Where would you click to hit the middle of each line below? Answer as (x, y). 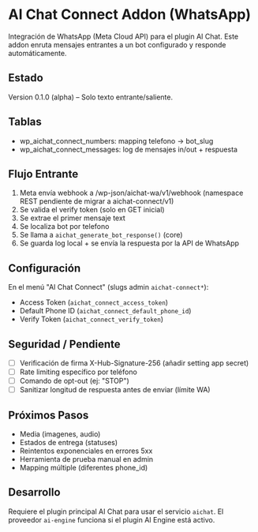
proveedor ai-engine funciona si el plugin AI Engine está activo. (112, 519)
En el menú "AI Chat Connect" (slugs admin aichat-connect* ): (108, 287)
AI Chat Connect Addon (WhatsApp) (129, 15)
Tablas (25, 122)
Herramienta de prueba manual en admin (86, 459)
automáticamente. (37, 53)
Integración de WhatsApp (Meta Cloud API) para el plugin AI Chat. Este (123, 36)
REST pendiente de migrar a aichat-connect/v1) (97, 201)
